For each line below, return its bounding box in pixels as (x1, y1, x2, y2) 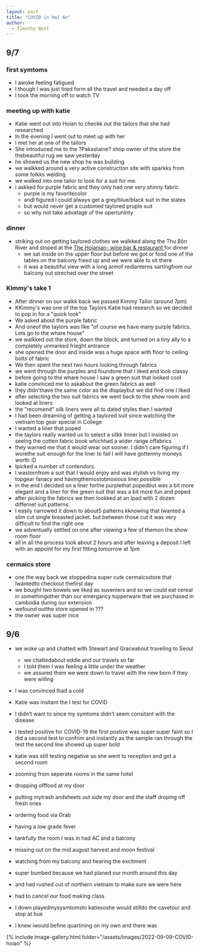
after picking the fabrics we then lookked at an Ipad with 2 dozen (14, 494, 175, 502)
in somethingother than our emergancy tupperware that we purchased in (14, 592, 194, 600)
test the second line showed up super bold (14, 741, 121, 748)
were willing (23, 675, 54, 683)
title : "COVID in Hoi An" (6, 14, 70, 20)
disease (14, 716, 35, 723)
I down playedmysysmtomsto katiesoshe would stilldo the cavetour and (14, 904, 191, 911)
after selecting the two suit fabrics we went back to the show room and (14, 392, 190, 400)
